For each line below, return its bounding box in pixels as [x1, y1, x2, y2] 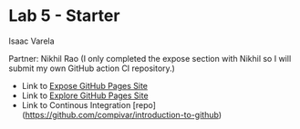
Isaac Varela [8, 35, 56, 46]
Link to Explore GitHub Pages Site [21, 90, 149, 101]
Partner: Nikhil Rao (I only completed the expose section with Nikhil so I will [8, 53, 292, 64]
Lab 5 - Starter [8, 5, 120, 26]
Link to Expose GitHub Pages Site [21, 80, 148, 91]
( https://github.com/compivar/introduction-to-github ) [21, 109, 222, 120]
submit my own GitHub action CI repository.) [8, 63, 175, 74]
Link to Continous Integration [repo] [21, 99, 157, 110]
